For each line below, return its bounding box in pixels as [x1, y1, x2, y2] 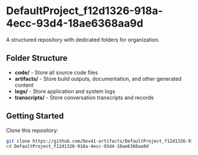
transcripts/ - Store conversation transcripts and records [14, 94, 154, 101]
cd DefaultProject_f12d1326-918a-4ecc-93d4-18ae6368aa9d [6, 143, 149, 150]
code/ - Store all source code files [14, 69, 98, 76]
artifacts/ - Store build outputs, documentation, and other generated [14, 75, 181, 82]
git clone [6, 138, 31, 144]
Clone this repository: [6, 127, 59, 134]
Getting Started [6, 111, 64, 121]
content [14, 81, 34, 88]
